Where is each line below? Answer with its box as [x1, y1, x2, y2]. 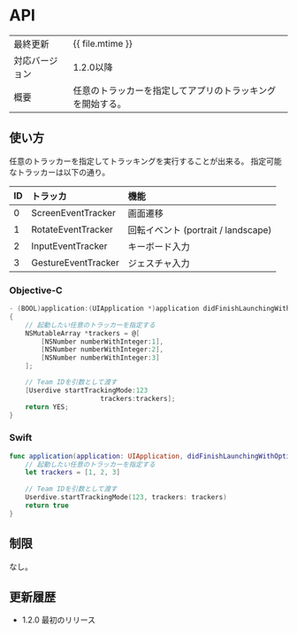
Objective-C [9, 284, 64, 297]
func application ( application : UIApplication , [9, 452, 184, 460]
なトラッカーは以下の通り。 [9, 166, 110, 177]
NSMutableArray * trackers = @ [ [25, 328, 141, 337]
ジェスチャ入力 [127, 257, 190, 269]
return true [25, 501, 69, 510]
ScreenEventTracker [31, 206, 117, 219]
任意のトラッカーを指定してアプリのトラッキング [72, 84, 277, 96]
